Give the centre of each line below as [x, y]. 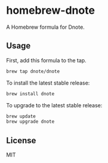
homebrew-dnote [51, 10]
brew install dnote [30, 93]
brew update [21, 116]
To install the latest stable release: [48, 83]
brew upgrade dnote [30, 122]
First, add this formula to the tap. [46, 60]
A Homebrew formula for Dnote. [45, 27]
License [21, 141]
